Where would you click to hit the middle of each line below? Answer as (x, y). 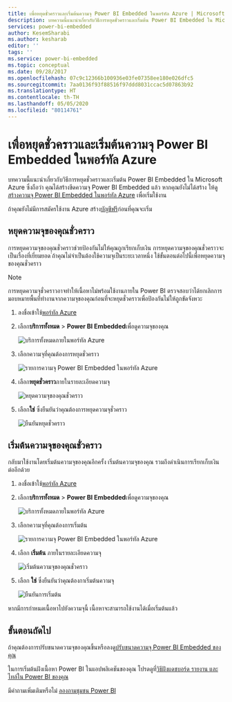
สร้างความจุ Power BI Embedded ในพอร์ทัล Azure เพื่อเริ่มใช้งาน (87, 195)
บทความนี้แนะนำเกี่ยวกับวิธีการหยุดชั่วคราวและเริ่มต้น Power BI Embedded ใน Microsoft (115, 179)
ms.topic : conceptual (39, 65)
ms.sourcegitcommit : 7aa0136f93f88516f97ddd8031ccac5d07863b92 (101, 85)
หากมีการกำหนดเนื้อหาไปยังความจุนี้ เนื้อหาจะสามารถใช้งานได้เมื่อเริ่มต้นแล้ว (93, 608)
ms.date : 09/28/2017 (38, 71)
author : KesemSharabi (39, 33)
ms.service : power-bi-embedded (53, 59)
